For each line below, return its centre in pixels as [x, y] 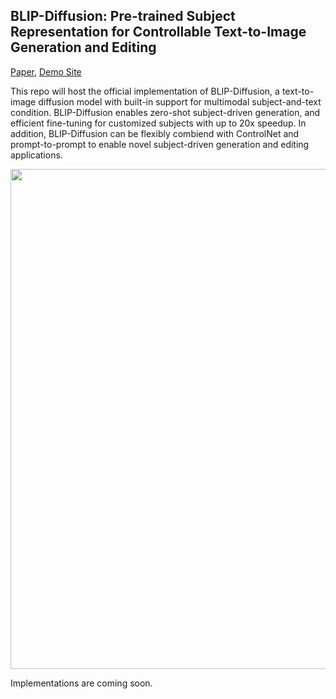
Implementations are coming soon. [81, 683]
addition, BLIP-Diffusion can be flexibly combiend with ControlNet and [155, 133]
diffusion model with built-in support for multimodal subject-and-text [180, 101]
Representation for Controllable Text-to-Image [158, 32]
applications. [36, 155]
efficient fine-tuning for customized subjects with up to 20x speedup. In [158, 123]
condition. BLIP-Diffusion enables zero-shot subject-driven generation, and [165, 112]
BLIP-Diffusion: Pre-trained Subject [123, 16]
